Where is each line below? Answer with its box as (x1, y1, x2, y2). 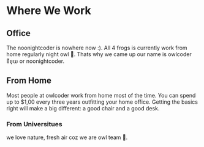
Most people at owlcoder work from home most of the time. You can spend (6, 91, 196, 99)
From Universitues (6, 120, 62, 128)
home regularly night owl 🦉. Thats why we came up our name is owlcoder (6, 51, 192, 58)
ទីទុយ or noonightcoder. (6, 57, 65, 65)
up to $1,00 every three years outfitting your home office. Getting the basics (6, 98, 198, 106)
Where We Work (6, 4, 92, 18)
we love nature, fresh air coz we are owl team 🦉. (6, 134, 128, 141)
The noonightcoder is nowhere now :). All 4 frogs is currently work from (6, 44, 188, 51)
